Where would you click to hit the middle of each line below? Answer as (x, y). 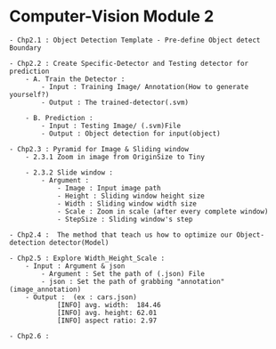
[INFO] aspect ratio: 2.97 (107, 321)
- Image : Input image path (109, 188)
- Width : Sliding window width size (127, 203)
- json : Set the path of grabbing (107, 281)
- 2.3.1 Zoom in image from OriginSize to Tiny (115, 157)
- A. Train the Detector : (75, 79)
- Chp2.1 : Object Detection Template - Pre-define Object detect (135, 40)
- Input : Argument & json (75, 266)
